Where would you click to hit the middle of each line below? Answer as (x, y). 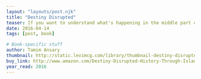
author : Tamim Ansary (33, 50)
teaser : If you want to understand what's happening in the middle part (99, 23)
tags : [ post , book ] (31, 34)
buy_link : (19, 61)
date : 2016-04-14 (28, 28)
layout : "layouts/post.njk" (41, 12)
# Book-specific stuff (34, 45)
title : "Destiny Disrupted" (41, 17)
